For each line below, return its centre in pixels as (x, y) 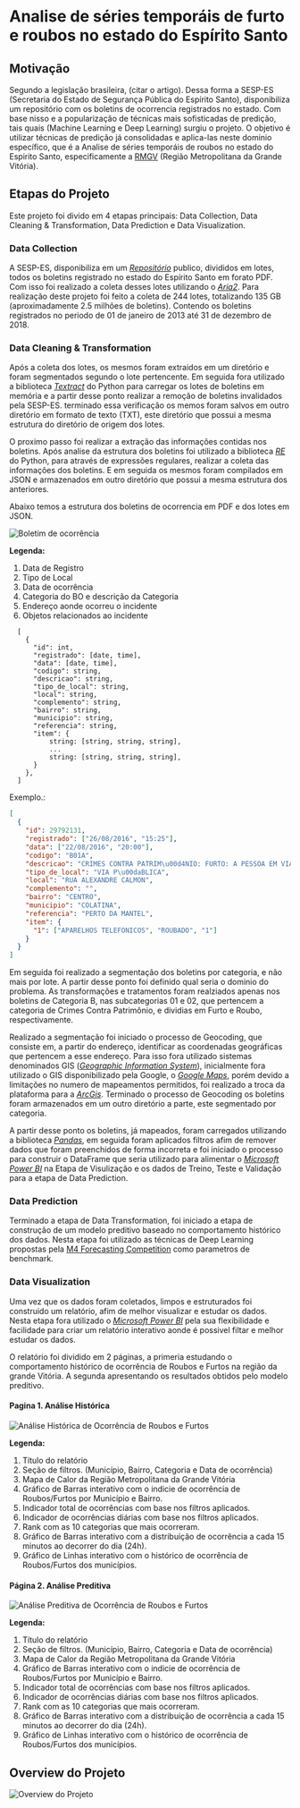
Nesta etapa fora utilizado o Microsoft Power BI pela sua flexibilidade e (139, 1320)
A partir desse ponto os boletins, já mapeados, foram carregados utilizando (148, 1131)
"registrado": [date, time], (87, 656)
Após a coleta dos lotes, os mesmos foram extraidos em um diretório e (139, 368)
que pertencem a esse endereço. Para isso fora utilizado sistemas (131, 1057)
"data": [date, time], (75, 664)
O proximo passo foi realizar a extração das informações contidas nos (138, 442)
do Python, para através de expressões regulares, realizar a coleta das (139, 461)
